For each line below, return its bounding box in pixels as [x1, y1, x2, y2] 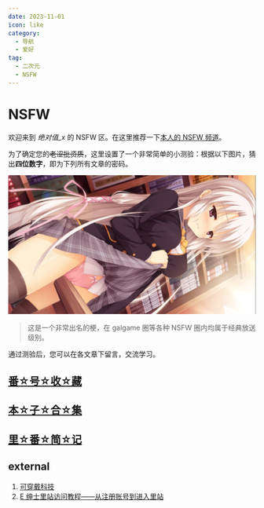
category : [8, 29, 41, 37]
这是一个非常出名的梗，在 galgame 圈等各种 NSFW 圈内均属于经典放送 [27, 323, 256, 332]
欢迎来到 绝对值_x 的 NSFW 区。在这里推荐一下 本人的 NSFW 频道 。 [8, 132, 226, 141]
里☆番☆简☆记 [8, 433, 82, 446]
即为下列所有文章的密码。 [49, 159, 132, 168]
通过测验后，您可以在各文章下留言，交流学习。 [8, 349, 159, 359]
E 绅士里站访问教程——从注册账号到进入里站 [19, 492, 164, 501]
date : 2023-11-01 [8, 13, 65, 20]
